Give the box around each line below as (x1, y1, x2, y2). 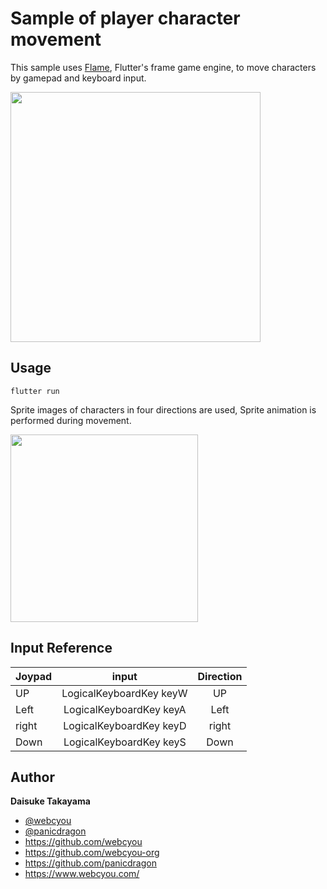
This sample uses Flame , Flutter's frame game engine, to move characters (10, 61, 317, 73)
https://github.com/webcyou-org (24, 847, 160, 859)
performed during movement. (10, 414, 132, 426)
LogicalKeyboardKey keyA (63, 702, 187, 716)
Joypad (15, 669, 53, 683)
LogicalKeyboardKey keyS (63, 735, 187, 749)
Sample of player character (10, 7, 241, 30)
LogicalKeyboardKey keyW (61, 686, 188, 700)
